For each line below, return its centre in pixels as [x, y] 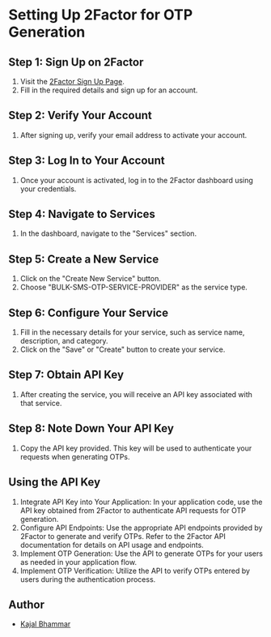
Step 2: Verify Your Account [80, 115]
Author [26, 604]
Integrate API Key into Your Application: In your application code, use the [141, 502]
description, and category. [64, 341]
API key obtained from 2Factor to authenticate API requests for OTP [133, 510]
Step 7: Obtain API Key [66, 375]
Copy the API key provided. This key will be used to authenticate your [136, 448]
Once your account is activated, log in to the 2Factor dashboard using [136, 180]
